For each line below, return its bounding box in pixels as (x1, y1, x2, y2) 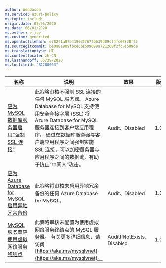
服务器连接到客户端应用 (34, 124, 89, 131)
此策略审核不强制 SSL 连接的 (34, 88, 101, 95)
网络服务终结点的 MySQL (34, 226, 93, 233)
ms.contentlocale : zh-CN (5, 53, 56, 58)
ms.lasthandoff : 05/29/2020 (5, 58, 63, 63)
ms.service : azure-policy (5, 12, 58, 17)
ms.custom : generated (5, 35, 50, 40)
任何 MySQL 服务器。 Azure (34, 96, 99, 102)
